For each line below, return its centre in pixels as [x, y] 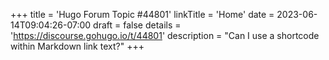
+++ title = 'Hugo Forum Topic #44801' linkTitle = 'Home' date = [142, 14]
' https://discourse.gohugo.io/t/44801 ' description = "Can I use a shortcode [165, 35]
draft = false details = [137, 25]
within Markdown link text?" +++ [77, 46]
